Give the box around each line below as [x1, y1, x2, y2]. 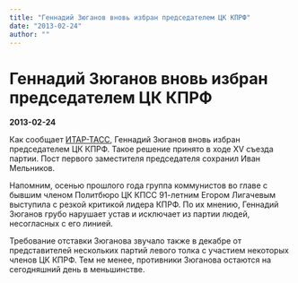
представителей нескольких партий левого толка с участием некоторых [9, 245, 289, 256]
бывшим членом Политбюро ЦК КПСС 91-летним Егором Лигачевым [9, 190, 276, 201]
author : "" [9, 30, 50, 39]
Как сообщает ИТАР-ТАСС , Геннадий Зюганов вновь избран [9, 134, 241, 145]
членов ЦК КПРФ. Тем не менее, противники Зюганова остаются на [9, 254, 272, 265]
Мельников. [9, 163, 56, 174]
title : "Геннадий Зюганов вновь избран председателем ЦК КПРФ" [9, 13, 251, 22]
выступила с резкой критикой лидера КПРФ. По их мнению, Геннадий [9, 199, 279, 210]
